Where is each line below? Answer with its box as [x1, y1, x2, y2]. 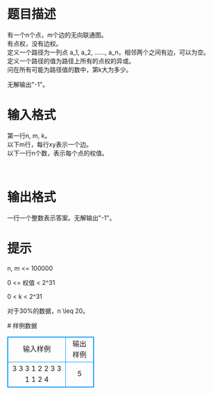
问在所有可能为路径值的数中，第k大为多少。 [7, 65, 133, 74]
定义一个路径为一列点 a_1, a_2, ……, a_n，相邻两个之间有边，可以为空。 [7, 48, 210, 56]
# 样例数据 [7, 321, 37, 330]
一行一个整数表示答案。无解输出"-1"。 [7, 213, 116, 222]
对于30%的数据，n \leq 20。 [7, 307, 89, 315]
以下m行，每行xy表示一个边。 [7, 140, 92, 148]
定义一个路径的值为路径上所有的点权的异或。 [7, 56, 135, 65]
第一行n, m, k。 [7, 131, 51, 140]
